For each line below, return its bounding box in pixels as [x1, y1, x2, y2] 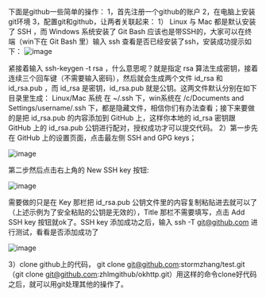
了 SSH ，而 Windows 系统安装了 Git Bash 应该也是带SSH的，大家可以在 [8, 27, 245, 36]
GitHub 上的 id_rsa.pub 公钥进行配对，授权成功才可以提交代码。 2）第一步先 [8, 123, 258, 133]
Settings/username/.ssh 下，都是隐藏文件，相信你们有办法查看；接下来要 [8, 103, 249, 113]
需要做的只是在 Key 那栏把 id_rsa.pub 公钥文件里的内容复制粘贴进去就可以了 [8, 198, 258, 206]
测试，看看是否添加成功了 [14, 227, 99, 237]
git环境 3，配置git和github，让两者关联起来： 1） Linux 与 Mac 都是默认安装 [8, 17, 256, 26]
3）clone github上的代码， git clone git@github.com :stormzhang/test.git [8, 260, 245, 268]
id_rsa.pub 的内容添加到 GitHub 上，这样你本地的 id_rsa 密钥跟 [30, 114, 236, 122]
